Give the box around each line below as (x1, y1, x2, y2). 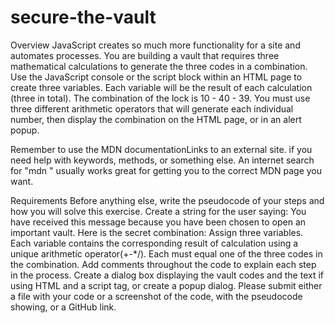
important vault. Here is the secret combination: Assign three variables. (10, 226, 304, 238)
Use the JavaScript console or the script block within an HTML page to (10, 71, 303, 83)
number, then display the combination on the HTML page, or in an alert (10, 113, 302, 125)
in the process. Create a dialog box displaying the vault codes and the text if (10, 269, 324, 281)
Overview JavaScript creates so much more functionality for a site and (10, 39, 301, 51)
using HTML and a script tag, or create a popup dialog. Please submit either (10, 279, 323, 291)
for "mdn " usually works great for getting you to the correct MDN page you (10, 164, 323, 176)
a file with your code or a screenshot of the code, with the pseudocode (10, 290, 303, 302)
